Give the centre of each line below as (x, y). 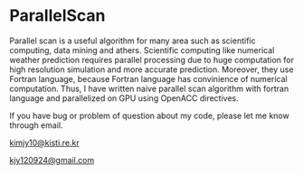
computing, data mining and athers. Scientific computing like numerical (142, 50)
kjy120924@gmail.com (52, 160)
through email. (36, 125)
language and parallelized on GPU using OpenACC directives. (124, 98)
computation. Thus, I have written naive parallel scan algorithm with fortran (149, 88)
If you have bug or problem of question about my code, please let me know (149, 115)
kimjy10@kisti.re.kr (44, 142)
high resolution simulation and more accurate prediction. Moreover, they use (151, 69)
